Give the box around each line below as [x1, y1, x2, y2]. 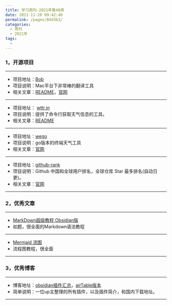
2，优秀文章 [5, 199, 35, 207]
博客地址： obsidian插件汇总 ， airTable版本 [12, 282, 101, 288]
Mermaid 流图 [12, 239, 42, 246]
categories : [5, 22, 31, 27]
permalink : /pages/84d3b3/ [5, 17, 63, 22]
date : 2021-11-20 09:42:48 [5, 12, 63, 17]
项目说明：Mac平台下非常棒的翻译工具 [12, 83, 94, 89]
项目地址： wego [12, 133, 48, 139]
